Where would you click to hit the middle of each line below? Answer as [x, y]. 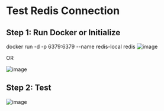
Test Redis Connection [63, 11]
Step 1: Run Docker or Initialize [63, 33]
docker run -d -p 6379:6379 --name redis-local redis [71, 46]
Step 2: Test [29, 88]
